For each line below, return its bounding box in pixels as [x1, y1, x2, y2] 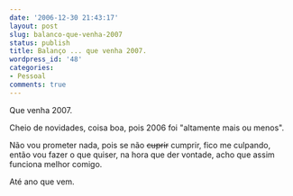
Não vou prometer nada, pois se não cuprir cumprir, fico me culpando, [9, 139, 271, 150]
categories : [9, 64, 54, 73]
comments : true [9, 80, 67, 89]
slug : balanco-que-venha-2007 [9, 30, 124, 39]
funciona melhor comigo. [9, 158, 103, 169]
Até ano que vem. [9, 176, 75, 187]
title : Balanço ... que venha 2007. [9, 47, 147, 56]
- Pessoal [9, 72, 47, 81]
